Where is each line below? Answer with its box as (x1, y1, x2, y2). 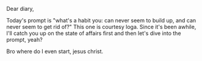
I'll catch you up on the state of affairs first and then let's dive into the (6, 30, 181, 37)
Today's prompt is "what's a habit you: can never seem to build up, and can (6, 17, 197, 24)
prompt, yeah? (6, 36, 43, 43)
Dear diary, (6, 5, 35, 12)
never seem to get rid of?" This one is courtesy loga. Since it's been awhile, (6, 24, 197, 30)
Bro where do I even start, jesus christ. (6, 48, 104, 55)
